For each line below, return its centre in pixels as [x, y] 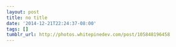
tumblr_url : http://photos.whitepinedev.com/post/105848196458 [88, 35]
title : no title [27, 18]
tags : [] [17, 29]
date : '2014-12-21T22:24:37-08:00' [51, 23]
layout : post [23, 12]
